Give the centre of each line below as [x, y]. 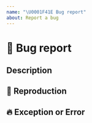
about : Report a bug [33, 18]
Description [29, 71]
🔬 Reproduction [36, 91]
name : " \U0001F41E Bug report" [46, 12]
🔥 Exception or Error [46, 112]
